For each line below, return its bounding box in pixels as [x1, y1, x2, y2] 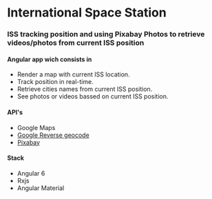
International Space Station [7, 5, 167, 21]
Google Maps [17, 123, 56, 132]
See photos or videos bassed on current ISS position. [17, 92, 169, 101]
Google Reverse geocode [17, 131, 89, 139]
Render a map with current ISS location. [17, 70, 130, 78]
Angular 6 [17, 169, 45, 177]
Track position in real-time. [17, 78, 94, 86]
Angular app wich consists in [7, 55, 92, 63]
